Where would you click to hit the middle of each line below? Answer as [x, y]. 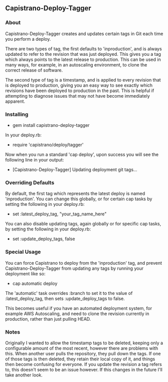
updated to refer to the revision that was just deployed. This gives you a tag [83, 54]
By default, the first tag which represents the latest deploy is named [75, 194]
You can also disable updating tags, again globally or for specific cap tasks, [83, 224]
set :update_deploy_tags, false [44, 239]
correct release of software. [34, 70]
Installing [17, 114]
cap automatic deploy [35, 283]
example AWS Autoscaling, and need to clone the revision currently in [77, 314]
